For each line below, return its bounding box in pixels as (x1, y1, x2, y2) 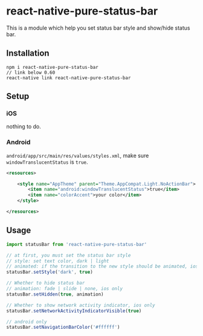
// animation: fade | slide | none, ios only (6, 286, 123, 292)
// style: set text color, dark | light (6, 258, 110, 264)
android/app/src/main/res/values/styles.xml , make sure (6, 152, 149, 159)
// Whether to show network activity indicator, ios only (6, 302, 155, 308)
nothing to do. (6, 123, 41, 131)
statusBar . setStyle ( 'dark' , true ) (6, 269, 94, 276)
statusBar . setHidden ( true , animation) (6, 291, 104, 297)
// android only (6, 318, 47, 325)
